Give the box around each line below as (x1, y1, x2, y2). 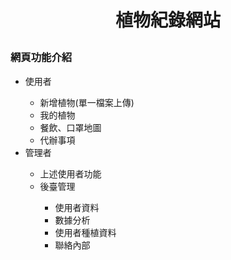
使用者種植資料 (54, 226, 117, 238)
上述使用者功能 (39, 167, 102, 180)
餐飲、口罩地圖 (39, 121, 102, 133)
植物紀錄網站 (114, 9, 221, 32)
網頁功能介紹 (10, 51, 73, 65)
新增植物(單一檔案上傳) (39, 96, 135, 108)
